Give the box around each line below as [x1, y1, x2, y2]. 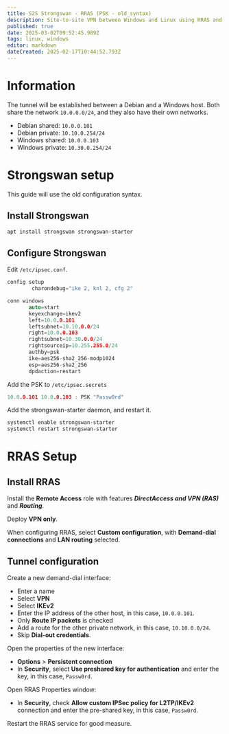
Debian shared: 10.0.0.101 [16, 121, 93, 129]
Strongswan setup [7, 168, 114, 183]
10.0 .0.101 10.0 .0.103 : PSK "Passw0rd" [7, 393, 125, 401]
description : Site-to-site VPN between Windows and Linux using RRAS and [7, 16, 223, 23]
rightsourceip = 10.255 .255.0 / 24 [28, 342, 118, 349]
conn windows [7, 298, 45, 304]
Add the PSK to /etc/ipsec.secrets [7, 380, 108, 388]
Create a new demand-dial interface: [7, 573, 111, 581]
